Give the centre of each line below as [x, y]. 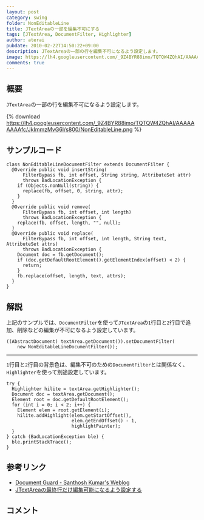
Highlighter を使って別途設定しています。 [58, 372]
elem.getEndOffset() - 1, [104, 420]
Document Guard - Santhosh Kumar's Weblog [72, 482]
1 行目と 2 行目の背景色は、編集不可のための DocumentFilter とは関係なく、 [97, 364]
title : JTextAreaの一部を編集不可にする [53, 29]
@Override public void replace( [53, 234]
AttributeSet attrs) [32, 244]
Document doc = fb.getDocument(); [61, 255]
